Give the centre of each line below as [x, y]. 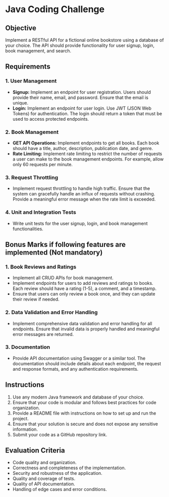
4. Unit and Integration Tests [41, 212]
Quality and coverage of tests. [44, 479]
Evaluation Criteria [35, 451]
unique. [20, 103]
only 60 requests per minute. [43, 164]
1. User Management [31, 81]
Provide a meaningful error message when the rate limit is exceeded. [84, 199]
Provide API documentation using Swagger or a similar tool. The [79, 358]
